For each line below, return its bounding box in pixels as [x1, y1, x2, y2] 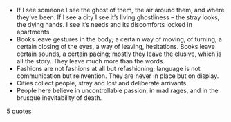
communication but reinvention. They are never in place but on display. [16, 72, 219, 80]
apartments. [16, 28, 51, 36]
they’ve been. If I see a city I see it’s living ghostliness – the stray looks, [16, 13, 220, 21]
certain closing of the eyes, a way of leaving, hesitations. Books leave [16, 43, 215, 50]
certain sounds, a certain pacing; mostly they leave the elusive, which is [16, 50, 222, 58]
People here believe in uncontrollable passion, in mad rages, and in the [16, 86, 219, 94]
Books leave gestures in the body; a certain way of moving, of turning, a [16, 35, 223, 43]
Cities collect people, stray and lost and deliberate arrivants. [16, 79, 188, 87]
